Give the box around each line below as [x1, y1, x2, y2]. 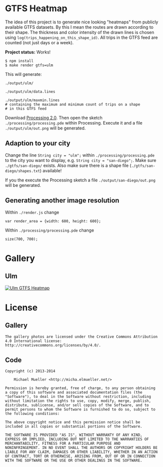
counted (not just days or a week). [5, 39, 74, 45]
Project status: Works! [5, 49, 51, 55]
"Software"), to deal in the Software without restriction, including [5, 395, 151, 399]
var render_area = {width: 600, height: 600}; [5, 218, 101, 224]
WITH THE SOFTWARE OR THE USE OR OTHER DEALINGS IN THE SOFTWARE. [5, 458, 143, 463]
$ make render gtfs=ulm [5, 63, 54, 68]
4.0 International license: [5, 339, 62, 343]
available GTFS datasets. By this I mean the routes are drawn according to [5, 24, 154, 30]
